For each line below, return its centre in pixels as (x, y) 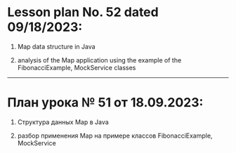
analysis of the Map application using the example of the (99, 60)
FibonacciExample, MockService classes (77, 67)
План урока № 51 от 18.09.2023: (105, 103)
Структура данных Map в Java (63, 122)
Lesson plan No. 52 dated (83, 12)
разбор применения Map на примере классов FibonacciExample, (115, 135)
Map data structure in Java (57, 46)
